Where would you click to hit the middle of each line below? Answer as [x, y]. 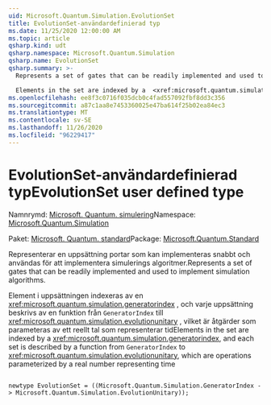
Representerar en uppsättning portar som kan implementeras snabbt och [129, 254]
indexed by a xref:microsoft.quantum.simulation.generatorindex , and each [131, 338]
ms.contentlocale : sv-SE [50, 120]
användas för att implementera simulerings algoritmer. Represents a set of [130, 262]
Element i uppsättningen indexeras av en [76, 295]
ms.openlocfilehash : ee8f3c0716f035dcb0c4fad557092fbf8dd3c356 [117, 97]
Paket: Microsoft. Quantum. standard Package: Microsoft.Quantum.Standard [134, 238]
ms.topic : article [39, 38]
